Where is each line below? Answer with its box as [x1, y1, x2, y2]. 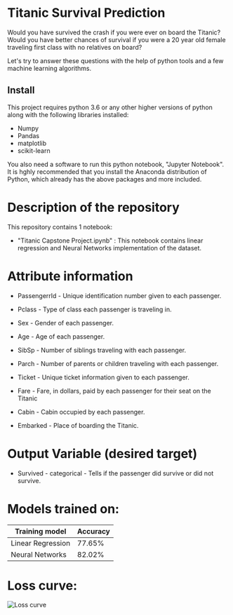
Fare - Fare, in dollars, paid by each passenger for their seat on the [17, 386, 212, 395]
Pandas [17, 131, 40, 140]
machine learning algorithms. [7, 64, 92, 72]
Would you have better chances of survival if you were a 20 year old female [7, 35, 226, 43]
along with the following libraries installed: [7, 110, 129, 119]
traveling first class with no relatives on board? [7, 43, 142, 51]
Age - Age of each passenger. [17, 332, 105, 341]
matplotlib [17, 139, 47, 147]
